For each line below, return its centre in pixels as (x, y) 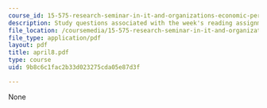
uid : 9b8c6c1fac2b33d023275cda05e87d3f (74, 67)
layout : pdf (28, 45)
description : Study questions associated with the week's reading (120, 23)
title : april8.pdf (39, 52)
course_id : (26, 15)
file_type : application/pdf (55, 38)
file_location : (33, 30)
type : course (30, 60)
